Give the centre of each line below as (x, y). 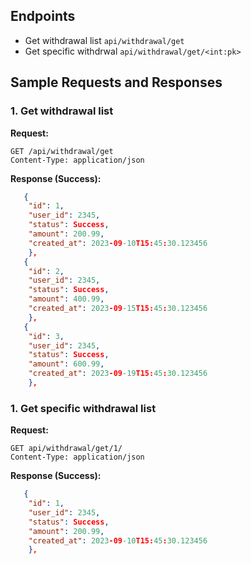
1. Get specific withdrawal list (83, 408)
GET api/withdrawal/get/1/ (66, 449)
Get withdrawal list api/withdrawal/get (104, 40)
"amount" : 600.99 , (66, 364)
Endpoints (43, 16)
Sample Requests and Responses (116, 82)
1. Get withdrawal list (62, 111)
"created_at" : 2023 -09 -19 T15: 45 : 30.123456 (118, 374)
